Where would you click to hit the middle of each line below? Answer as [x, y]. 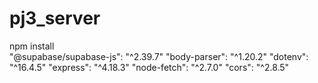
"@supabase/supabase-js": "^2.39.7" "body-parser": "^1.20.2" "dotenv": [159, 56]
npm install [32, 46]
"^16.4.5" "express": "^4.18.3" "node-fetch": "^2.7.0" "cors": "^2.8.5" [149, 67]
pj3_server [55, 18]
